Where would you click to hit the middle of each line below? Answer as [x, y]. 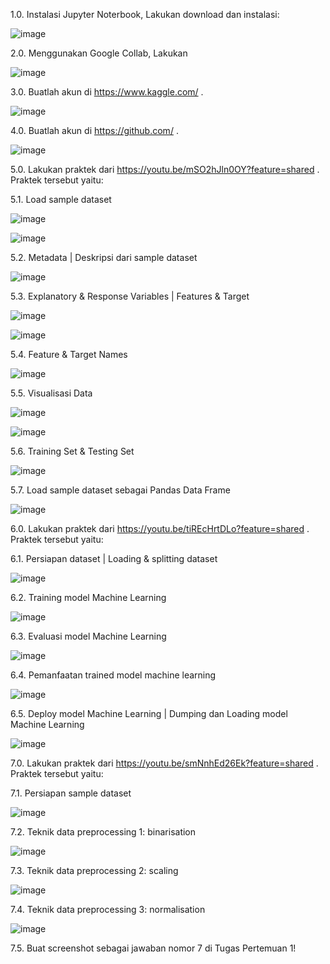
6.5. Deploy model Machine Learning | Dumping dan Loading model [149, 713]
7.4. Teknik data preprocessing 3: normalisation [108, 909]
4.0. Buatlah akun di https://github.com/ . [94, 130]
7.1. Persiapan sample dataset [71, 793]
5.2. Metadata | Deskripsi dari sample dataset [104, 257]
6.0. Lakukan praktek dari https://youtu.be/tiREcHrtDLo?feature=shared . [160, 528]
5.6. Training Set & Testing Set [72, 451]
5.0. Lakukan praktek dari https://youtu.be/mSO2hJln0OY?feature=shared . [165, 169]
